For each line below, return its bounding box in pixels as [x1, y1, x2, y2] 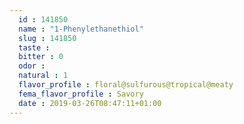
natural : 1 [18, 71, 69, 81]
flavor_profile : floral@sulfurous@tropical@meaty [18, 80, 234, 90]
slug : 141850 [18, 33, 77, 43]
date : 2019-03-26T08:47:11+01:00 [18, 98, 162, 108]
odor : [18, 61, 46, 71]
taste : [18, 42, 51, 53]
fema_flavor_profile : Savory [18, 89, 144, 99]
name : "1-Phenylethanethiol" [18, 24, 144, 34]
